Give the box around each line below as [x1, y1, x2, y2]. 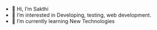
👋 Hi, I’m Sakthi [11, 6, 49, 12]
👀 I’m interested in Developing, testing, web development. [11, 12, 152, 18]
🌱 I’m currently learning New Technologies [11, 18, 115, 24]
